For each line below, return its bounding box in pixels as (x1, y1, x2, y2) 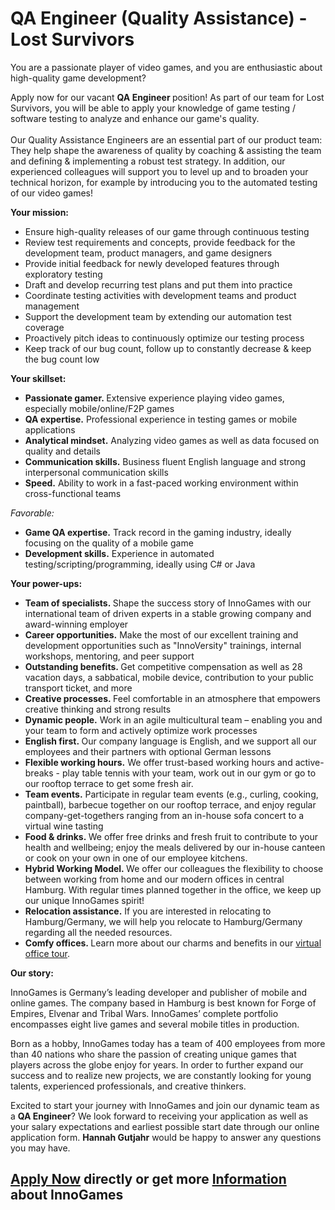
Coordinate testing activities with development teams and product (24, 289, 297, 301)
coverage (24, 321, 65, 333)
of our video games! (10, 187, 94, 199)
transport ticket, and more (24, 682, 133, 694)
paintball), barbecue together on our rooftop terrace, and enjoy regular (24, 798, 317, 811)
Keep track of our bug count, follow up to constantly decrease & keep (24, 342, 312, 354)
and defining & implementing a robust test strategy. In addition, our (10, 155, 286, 167)
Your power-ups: (10, 577, 83, 589)
